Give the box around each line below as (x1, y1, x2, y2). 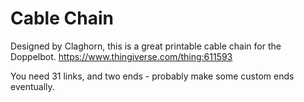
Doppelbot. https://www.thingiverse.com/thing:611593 (10, 50, 233, 62)
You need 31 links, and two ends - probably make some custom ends (10, 70, 295, 82)
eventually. (10, 80, 55, 92)
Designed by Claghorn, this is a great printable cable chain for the (10, 40, 282, 52)
